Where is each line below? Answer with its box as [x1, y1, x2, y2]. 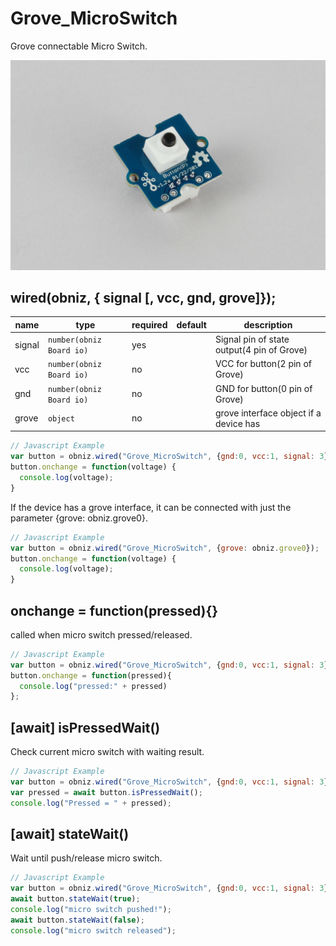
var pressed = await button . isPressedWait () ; [10, 787, 203, 797]
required [131, 318, 168, 331]
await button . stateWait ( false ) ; [10, 915, 145, 925]
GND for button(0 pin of [214, 382, 313, 394]
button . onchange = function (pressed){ [10, 670, 172, 681]
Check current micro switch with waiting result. [10, 746, 205, 758]
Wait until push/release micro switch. [10, 852, 163, 864]
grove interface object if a [214, 407, 322, 419]
